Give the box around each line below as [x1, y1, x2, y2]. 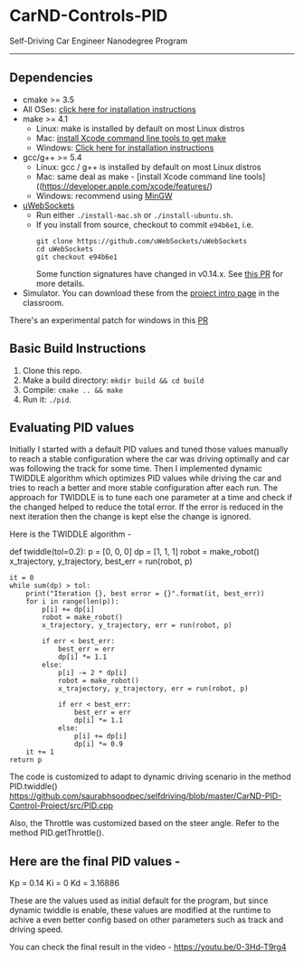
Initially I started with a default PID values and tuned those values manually [9, 444, 289, 455]
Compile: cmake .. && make [22, 384, 124, 395]
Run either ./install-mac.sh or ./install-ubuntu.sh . [35, 209, 233, 220]
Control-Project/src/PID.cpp [9, 800, 114, 811]
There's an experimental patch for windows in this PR [9, 314, 208, 326]
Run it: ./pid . [22, 394, 72, 404]
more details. [35, 278, 85, 289]
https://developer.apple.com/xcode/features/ [42, 180, 210, 191]
